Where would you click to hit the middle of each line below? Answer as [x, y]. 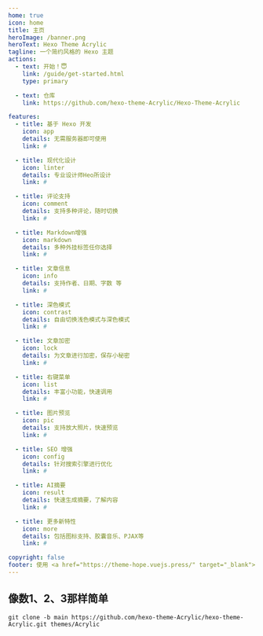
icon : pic [38, 421]
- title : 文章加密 [43, 341]
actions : [22, 60]
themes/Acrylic [75, 624]
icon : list [40, 384]
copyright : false [37, 558]
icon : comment [45, 204]
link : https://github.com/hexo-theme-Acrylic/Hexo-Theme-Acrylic [131, 103]
